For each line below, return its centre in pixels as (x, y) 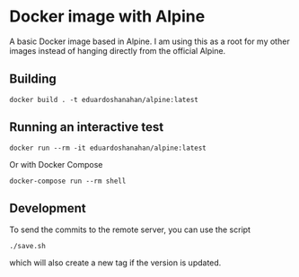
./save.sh (28, 247)
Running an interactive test (87, 127)
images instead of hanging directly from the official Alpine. (118, 50)
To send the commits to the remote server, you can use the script (130, 229)
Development (48, 208)
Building (33, 79)
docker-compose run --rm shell (68, 181)
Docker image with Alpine (107, 17)
